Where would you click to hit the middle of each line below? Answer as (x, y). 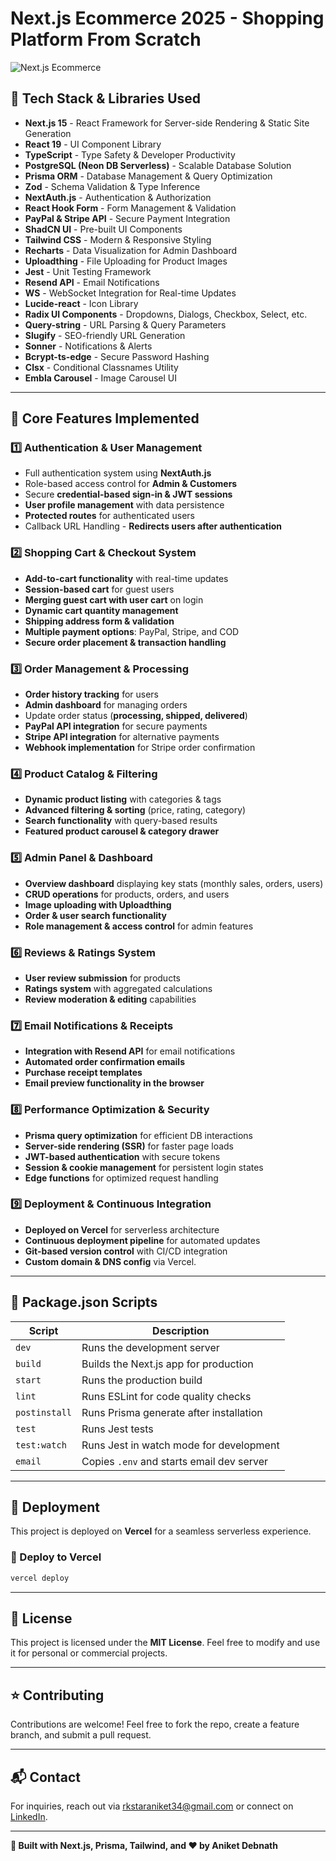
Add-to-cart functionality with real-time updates (126, 578)
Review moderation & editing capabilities (110, 999)
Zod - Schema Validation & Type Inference (112, 186)
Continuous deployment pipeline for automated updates (142, 1240)
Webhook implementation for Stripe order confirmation (140, 748)
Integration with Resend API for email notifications (130, 1051)
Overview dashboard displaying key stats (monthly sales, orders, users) (174, 883)
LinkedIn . (29, 1817)
